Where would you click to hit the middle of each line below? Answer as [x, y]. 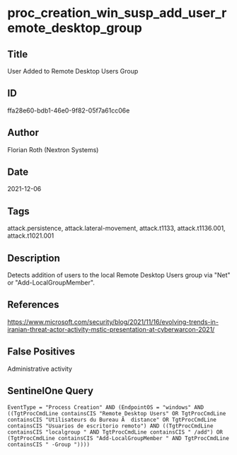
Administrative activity [40, 369]
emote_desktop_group [75, 28]
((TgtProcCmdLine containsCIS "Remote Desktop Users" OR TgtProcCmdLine [117, 413]
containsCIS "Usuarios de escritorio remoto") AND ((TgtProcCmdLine [110, 426]
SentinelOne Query [51, 391]
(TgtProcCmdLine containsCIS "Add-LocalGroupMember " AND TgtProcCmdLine [118, 438]
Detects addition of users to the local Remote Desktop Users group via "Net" [119, 275]
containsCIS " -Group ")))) [49, 444]
